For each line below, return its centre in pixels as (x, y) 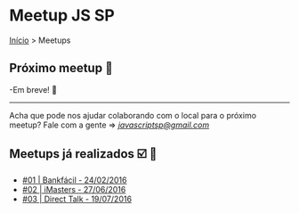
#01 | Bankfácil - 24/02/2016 (74, 180)
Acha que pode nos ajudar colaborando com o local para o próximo (133, 115)
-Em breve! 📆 (33, 89)
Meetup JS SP (62, 16)
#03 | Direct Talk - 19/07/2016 (77, 199)
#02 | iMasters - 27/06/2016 (74, 189)
